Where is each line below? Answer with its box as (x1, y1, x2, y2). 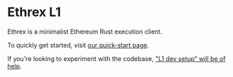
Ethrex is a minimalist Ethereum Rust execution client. (7, 27, 162, 36)
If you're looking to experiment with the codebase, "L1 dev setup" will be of (7, 54, 226, 63)
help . (7, 62, 23, 70)
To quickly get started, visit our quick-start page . (7, 41, 150, 49)
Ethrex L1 (7, 4, 61, 20)
